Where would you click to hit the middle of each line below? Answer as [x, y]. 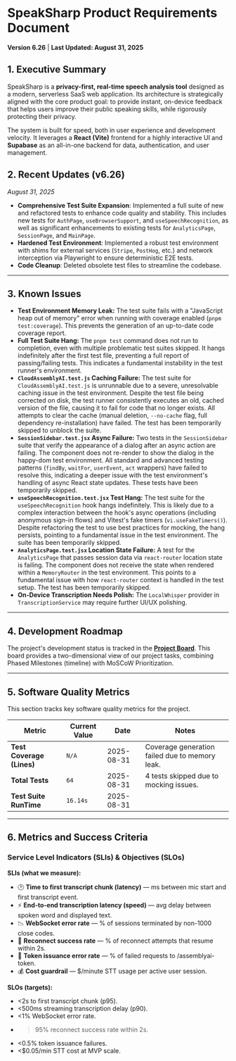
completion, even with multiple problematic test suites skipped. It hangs [121, 348]
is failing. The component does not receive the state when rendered [116, 565]
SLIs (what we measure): [44, 873]
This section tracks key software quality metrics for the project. [99, 709]
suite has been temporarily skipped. [69, 543]
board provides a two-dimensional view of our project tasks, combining [111, 655]
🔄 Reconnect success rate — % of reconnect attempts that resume [115, 941]
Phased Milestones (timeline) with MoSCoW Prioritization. [91, 663]
